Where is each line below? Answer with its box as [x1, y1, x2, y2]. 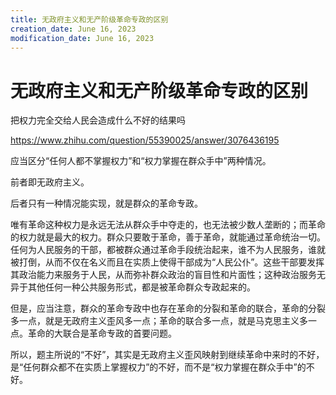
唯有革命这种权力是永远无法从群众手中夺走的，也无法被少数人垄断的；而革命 [10, 219, 326, 231]
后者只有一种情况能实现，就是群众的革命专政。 [10, 197, 203, 210]
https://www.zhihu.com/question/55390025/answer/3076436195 [10, 134, 280, 146]
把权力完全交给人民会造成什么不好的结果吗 [10, 114, 186, 126]
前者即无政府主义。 [10, 176, 90, 188]
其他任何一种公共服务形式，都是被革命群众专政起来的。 [27, 281, 256, 293]
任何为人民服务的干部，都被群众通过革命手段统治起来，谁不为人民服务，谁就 [10, 244, 326, 256]
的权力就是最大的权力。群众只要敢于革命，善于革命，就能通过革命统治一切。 [10, 231, 326, 243]
